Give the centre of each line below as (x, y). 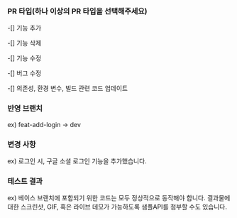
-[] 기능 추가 (24, 28)
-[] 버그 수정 (24, 73)
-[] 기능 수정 (24, 58)
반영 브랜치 (25, 109)
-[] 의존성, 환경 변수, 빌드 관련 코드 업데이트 (68, 88)
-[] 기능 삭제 (24, 43)
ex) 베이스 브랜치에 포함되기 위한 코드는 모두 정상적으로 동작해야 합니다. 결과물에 (119, 198)
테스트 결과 (25, 181)
